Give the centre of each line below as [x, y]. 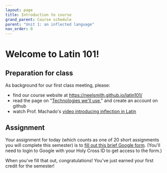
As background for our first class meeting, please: [58, 85]
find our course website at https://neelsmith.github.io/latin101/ [77, 95]
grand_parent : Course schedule [38, 19]
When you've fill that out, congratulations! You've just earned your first [79, 160]
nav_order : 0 [19, 29]
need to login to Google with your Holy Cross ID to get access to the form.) [83, 151]
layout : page [19, 10]
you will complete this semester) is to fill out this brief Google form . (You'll [83, 145]
